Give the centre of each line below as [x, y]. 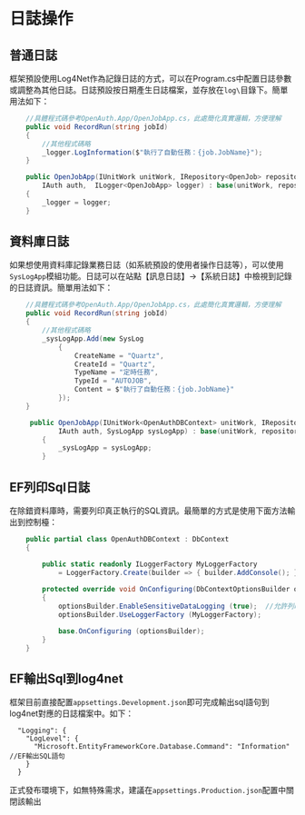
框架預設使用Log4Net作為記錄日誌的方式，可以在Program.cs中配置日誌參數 [151, 79]
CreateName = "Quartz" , [119, 355]
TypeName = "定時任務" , [116, 373]
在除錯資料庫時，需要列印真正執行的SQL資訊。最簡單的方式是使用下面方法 [148, 511]
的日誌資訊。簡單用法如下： [61, 288]
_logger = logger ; [77, 202]
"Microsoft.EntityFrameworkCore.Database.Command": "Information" [162, 747]
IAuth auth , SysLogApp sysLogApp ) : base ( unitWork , [157, 431]
